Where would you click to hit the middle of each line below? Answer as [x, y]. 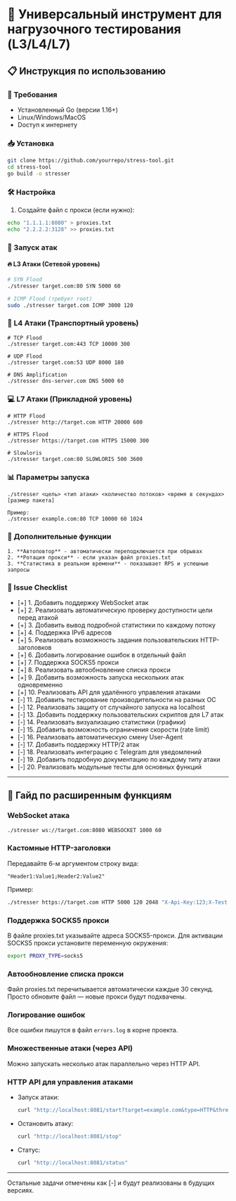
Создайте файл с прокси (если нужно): [76, 210]
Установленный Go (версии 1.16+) [67, 110]
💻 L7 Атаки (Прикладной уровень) [70, 398]
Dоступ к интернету [47, 124]
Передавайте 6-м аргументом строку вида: [73, 863]
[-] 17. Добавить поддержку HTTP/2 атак [78, 744]
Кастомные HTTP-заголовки [59, 848]
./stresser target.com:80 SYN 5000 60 [64, 286]
